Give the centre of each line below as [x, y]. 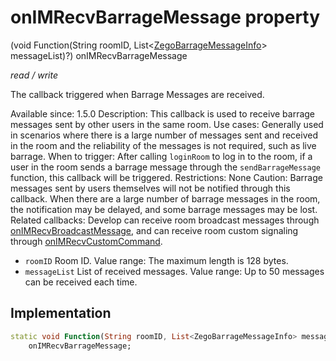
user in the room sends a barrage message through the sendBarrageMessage [165, 167]
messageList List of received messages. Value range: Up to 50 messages [174, 271]
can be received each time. [81, 282]
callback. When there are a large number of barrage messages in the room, [165, 198]
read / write [34, 75]
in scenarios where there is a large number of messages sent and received [164, 135]
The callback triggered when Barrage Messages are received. [137, 94]
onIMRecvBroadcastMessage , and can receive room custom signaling [154, 230]
